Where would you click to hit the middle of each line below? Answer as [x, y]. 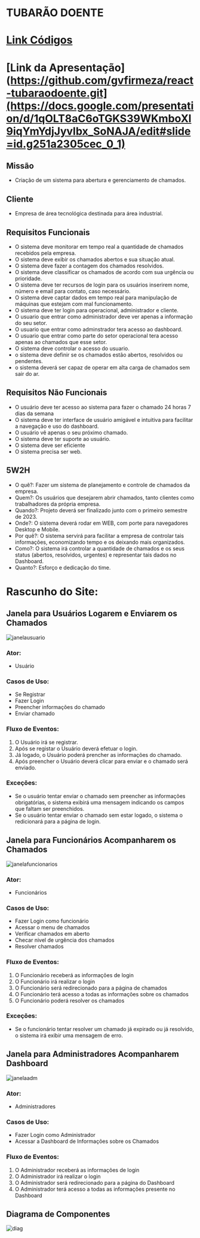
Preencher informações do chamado [60, 707]
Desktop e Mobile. [37, 529]
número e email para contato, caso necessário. [73, 291]
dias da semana [34, 413]
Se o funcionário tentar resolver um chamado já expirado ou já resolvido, [104, 1029]
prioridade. [28, 279]
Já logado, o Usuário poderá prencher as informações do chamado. [98, 755]
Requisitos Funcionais [48, 232]
